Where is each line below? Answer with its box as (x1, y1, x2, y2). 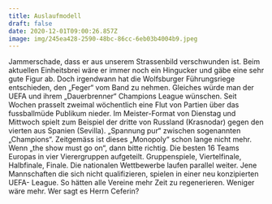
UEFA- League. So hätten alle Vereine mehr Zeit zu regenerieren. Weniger (8, 178, 255, 188)
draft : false (8, 20, 53, 28)
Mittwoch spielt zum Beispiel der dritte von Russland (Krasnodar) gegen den (8, 117, 264, 127)
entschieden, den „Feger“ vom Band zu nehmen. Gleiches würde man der (8, 83, 254, 93)
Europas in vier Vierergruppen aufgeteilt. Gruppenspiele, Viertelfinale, (8, 152, 242, 162)
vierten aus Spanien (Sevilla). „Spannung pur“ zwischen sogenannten (8, 126, 241, 136)
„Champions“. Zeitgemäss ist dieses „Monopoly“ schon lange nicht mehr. (8, 135, 252, 145)
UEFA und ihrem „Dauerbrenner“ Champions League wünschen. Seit (8, 91, 237, 102)
